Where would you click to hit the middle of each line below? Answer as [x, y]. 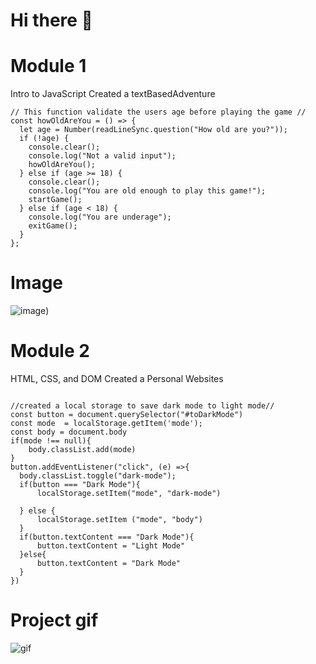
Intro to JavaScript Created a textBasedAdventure [113, 94]
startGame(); [55, 200]
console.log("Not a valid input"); [102, 156]
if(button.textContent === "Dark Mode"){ [107, 537]
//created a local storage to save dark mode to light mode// [142, 406]
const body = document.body [69, 432]
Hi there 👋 [51, 20]
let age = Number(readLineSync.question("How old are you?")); [153, 130]
